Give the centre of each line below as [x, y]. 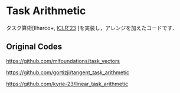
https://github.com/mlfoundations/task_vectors [63, 61]
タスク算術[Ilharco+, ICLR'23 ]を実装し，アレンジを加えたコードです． [92, 28]
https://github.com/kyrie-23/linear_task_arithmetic [67, 84]
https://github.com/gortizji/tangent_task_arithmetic [68, 72]
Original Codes [34, 47]
